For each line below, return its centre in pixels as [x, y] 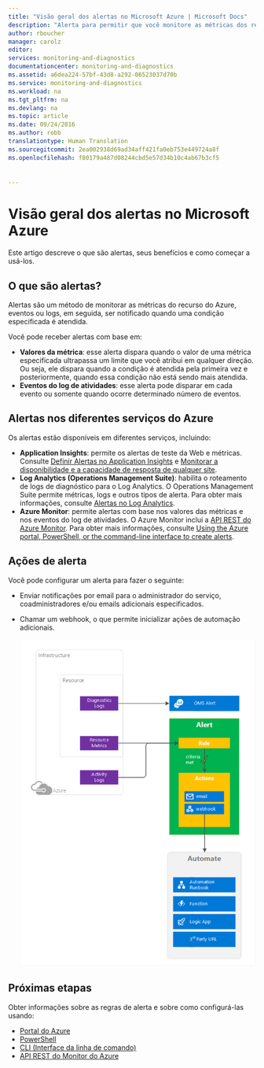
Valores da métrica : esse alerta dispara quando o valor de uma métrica [135, 352]
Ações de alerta [48, 562]
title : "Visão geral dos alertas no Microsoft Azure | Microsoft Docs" [128, 17]
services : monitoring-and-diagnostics [71, 58]
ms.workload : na [35, 91]
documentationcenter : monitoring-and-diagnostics [91, 67]
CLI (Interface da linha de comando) [78, 1048]
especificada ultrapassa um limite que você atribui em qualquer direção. [136, 360]
